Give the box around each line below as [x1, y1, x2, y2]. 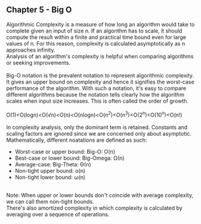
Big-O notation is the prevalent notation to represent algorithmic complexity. [6, 71, 194, 79]
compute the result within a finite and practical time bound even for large [6, 33, 187, 41]
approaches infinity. [6, 46, 56, 53]
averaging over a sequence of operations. [6, 211, 110, 218]
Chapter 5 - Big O [6, 5, 72, 15]
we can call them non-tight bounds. [6, 198, 94, 205]
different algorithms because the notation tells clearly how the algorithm [6, 91, 185, 98]
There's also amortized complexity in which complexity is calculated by [6, 204, 183, 212]
